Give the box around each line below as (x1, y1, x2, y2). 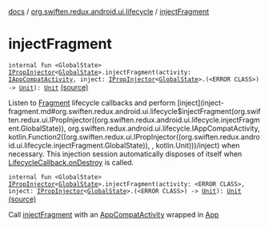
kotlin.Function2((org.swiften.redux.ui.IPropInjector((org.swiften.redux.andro (8, 132, 260, 141)
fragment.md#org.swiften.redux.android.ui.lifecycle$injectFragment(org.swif (8, 106, 262, 116)
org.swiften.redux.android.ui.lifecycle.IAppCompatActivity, (67, 124, 260, 133)
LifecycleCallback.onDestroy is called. (8, 157, 134, 167)
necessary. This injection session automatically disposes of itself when (8, 148, 243, 159)
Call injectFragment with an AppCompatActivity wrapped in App (8, 209, 219, 219)
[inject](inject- (177, 98, 224, 107)
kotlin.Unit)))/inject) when (155, 140, 240, 150)
